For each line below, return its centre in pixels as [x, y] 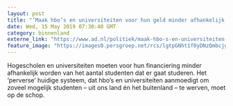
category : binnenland [38, 33]
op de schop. [26, 95]
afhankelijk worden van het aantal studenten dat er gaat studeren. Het [107, 73]
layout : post [26, 14]
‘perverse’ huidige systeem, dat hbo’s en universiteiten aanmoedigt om [108, 80]
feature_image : [29, 46]
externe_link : [28, 39]
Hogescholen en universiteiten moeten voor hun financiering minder [105, 65]
